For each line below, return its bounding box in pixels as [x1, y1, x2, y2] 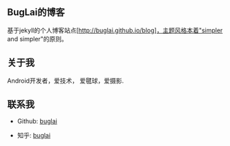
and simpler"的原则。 [7, 34, 68, 43]
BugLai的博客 [7, 6, 65, 19]
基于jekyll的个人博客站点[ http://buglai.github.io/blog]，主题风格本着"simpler [7, 26, 223, 34]
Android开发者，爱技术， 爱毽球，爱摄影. [7, 76, 124, 85]
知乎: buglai [17, 132, 50, 140]
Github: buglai [17, 117, 57, 125]
